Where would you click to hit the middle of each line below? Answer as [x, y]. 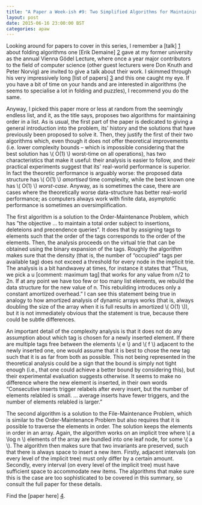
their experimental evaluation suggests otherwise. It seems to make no [94, 376]
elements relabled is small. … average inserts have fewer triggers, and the [98, 396]
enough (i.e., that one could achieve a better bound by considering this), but [101, 370]
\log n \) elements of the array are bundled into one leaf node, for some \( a [99, 439]
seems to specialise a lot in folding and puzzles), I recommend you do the [97, 91]
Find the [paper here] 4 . [36, 496]
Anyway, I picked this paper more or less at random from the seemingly [95, 109]
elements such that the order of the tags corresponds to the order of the [96, 236]
